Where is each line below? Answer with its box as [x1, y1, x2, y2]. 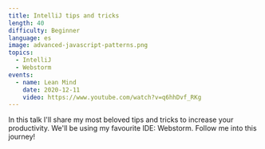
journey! [8, 132, 36, 142]
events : [8, 71, 34, 79]
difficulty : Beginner [8, 26, 81, 34]
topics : [8, 49, 34, 57]
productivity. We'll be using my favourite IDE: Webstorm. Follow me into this [8, 124, 257, 133]
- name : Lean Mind [15, 78, 77, 86]
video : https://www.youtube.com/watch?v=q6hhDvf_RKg [22, 93, 202, 101]
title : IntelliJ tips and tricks [8, 11, 120, 20]
